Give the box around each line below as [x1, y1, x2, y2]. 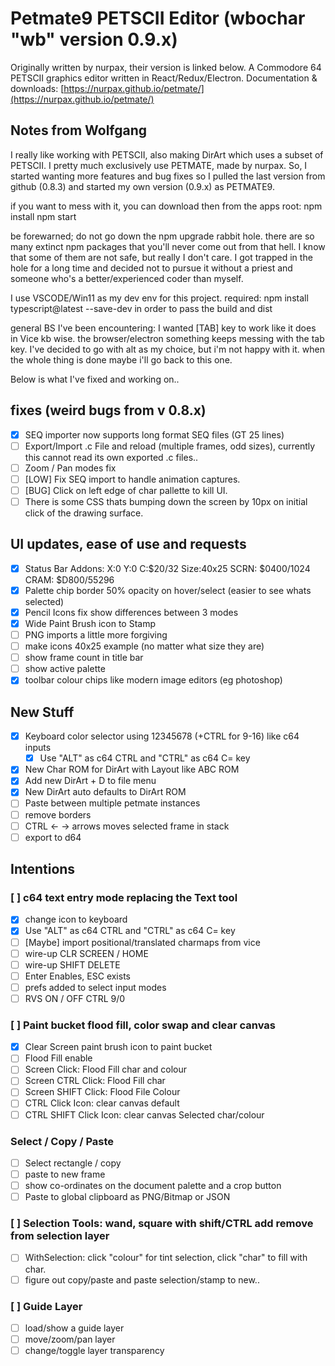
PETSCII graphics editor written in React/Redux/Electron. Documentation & [10, 72, 318, 84]
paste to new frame [24, 1168, 106, 1180]
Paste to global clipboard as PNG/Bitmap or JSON [24, 1191, 231, 1203]
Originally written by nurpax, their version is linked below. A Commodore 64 [10, 61, 322, 73]
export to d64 [24, 831, 82, 843]
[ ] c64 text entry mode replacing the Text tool [10, 891, 238, 904]
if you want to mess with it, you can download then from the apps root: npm [10, 200, 323, 212]
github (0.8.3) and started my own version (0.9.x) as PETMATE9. [10, 180, 275, 192]
